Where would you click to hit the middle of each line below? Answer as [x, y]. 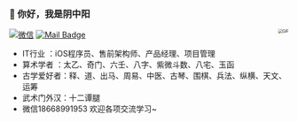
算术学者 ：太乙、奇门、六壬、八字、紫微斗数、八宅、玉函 [128, 65]
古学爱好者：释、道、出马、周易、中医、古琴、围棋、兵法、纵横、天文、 [154, 76]
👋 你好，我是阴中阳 [50, 13]
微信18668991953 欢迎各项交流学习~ [90, 109]
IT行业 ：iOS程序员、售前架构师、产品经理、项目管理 [118, 54]
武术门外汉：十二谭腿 [61, 98]
